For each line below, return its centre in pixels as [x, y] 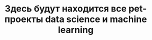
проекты [24, 19]
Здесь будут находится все [66, 9]
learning [76, 30]
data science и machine [96, 19]
